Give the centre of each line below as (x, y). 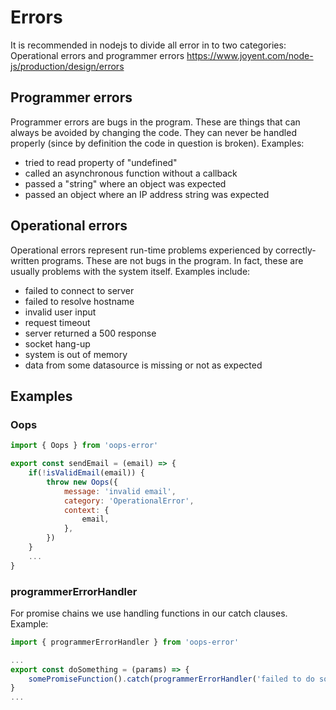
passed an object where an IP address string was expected (147, 194)
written (25, 260)
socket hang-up (57, 343)
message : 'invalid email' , (120, 491)
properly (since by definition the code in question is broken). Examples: (157, 143)
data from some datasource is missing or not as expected (143, 365)
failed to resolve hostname (79, 301)
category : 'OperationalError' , (129, 501)
